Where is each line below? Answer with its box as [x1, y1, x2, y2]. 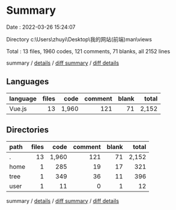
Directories [6, 125, 49, 135]
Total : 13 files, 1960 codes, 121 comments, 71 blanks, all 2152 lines [6, 47, 171, 54]
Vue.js [9, 104, 27, 112]
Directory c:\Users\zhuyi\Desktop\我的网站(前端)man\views [6, 35, 152, 42]
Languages [6, 77, 49, 87]
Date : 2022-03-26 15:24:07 [6, 23, 76, 31]
